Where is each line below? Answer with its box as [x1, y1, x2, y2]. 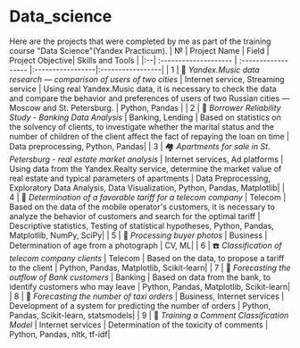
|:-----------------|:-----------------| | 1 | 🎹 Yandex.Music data [29, 64, 261, 75]
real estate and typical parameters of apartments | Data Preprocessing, [9, 173, 271, 183]
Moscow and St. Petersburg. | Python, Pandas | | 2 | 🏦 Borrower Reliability [9, 102, 281, 113]
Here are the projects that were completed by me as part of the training [9, 36, 271, 47]
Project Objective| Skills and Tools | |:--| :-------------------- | [9, 55, 238, 65]
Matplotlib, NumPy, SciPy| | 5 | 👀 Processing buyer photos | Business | [9, 230, 268, 241]
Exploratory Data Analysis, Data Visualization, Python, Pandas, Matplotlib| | [9, 182, 286, 193]
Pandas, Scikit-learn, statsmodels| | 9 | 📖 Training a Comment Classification [9, 310, 289, 320]
